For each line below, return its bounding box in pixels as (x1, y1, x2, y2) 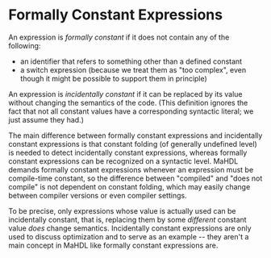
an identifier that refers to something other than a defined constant (19, 56, 243, 66)
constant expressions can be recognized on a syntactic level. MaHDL (8, 156, 239, 166)
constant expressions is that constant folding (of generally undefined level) (8, 139, 258, 148)
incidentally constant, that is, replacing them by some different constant (8, 214, 248, 224)
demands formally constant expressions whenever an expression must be (8, 164, 254, 174)
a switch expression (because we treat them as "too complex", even (19, 64, 247, 74)
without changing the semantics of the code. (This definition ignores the (8, 98, 248, 107)
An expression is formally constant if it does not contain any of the (8, 32, 230, 42)
